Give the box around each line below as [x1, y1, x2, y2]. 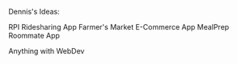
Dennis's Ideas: [8, 7, 61, 16]
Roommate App [8, 31, 61, 40]
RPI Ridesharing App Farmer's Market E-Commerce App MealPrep [8, 22, 230, 31]
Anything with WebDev [8, 46, 85, 55]
